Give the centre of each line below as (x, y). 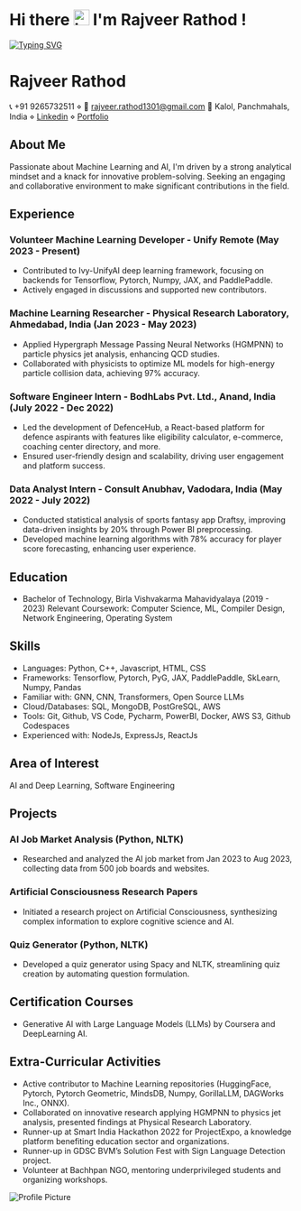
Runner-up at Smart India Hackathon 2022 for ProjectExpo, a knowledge (157, 1132)
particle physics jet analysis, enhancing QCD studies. (121, 354)
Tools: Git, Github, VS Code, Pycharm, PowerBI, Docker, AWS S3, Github (156, 716)
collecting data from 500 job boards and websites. (116, 869)
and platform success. (64, 466)
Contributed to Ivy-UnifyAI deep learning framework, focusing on (143, 271)
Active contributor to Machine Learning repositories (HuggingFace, (147, 1084)
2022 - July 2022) (50, 500)
